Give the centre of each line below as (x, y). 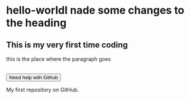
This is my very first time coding (67, 45)
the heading (37, 23)
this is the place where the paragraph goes (58, 59)
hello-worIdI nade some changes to (95, 10)
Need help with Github (34, 78)
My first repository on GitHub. (42, 90)
